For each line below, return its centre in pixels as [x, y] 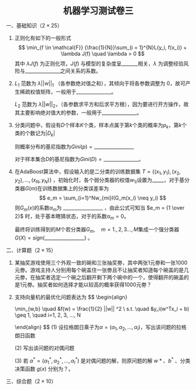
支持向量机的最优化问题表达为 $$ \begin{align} [71, 297]
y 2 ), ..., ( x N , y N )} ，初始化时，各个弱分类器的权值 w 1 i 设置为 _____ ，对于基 [99, 180]
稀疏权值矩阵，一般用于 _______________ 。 [68, 91]
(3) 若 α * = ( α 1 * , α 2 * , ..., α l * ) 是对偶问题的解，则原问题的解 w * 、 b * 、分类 [102, 361]
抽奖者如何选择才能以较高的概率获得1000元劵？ [94, 285]
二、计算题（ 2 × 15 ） [31, 250]
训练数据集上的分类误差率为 [75, 188]
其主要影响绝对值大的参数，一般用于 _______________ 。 [78, 112]
